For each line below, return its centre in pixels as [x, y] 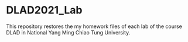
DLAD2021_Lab [44, 10]
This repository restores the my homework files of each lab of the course [94, 26]
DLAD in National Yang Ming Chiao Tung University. [68, 32]
